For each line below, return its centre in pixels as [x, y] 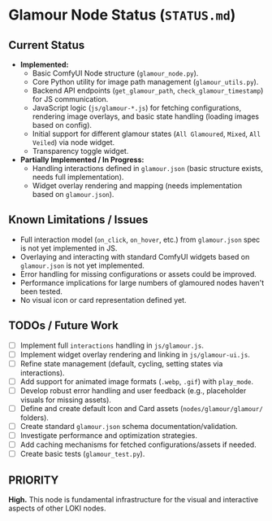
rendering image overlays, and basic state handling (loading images [146, 116]
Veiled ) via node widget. [73, 142]
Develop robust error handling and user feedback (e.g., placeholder [133, 390]
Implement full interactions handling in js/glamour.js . [112, 345]
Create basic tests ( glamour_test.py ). [82, 454]
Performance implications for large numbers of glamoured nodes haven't [142, 282]
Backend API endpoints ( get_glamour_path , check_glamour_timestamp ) [148, 90]
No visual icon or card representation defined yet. [103, 300]
